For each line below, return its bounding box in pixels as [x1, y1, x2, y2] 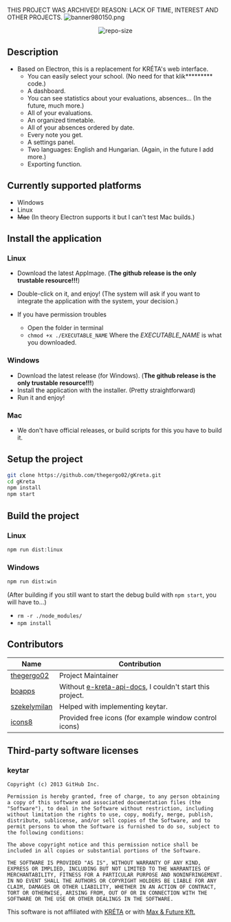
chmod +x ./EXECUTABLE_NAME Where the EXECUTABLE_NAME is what [27, 331, 222, 340]
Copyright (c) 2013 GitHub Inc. [7, 781, 100, 788]
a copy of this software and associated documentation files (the [7, 799, 201, 806]
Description [7, 46, 58, 58]
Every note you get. [27, 130, 83, 139]
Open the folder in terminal [27, 324, 104, 332]
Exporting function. [27, 160, 82, 168]
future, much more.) [27, 101, 85, 110]
